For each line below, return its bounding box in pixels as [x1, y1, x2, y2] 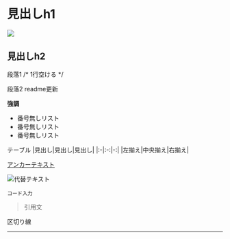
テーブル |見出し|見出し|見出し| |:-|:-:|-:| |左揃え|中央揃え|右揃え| [7, 146, 190, 154]
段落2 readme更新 [7, 84, 58, 93]
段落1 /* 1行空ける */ [7, 70, 64, 78]
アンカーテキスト [7, 160, 55, 168]
